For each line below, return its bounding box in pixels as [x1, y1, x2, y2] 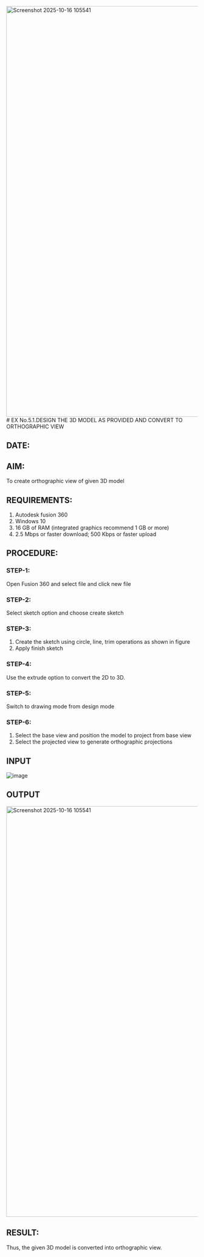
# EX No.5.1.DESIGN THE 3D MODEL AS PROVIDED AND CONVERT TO [6, 417, 183, 423]
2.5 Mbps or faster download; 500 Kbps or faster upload [15, 531, 157, 538]
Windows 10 [15, 518, 46, 525]
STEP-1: [6, 566, 30, 575]
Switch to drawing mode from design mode [6, 703, 115, 710]
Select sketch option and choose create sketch [6, 609, 124, 616]
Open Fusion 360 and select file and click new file [6, 580, 132, 587]
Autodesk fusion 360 [15, 511, 68, 518]
